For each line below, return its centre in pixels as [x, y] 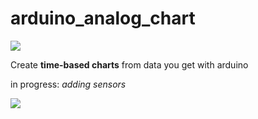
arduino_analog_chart [103, 18]
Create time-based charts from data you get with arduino [129, 64]
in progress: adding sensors [68, 84]
